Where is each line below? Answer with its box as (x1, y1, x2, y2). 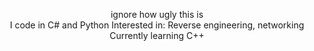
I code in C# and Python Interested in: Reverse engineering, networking (9, 19, 305, 31)
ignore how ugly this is (110, 9, 204, 20)
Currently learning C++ (109, 30, 205, 41)
